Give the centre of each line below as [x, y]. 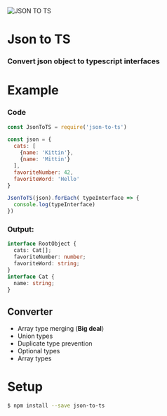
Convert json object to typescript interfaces [83, 61]
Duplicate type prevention [55, 343]
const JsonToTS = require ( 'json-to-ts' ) [67, 127]
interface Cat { [31, 277]
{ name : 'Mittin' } [45, 159]
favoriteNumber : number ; [50, 257]
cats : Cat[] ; [33, 251]
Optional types [39, 351]
